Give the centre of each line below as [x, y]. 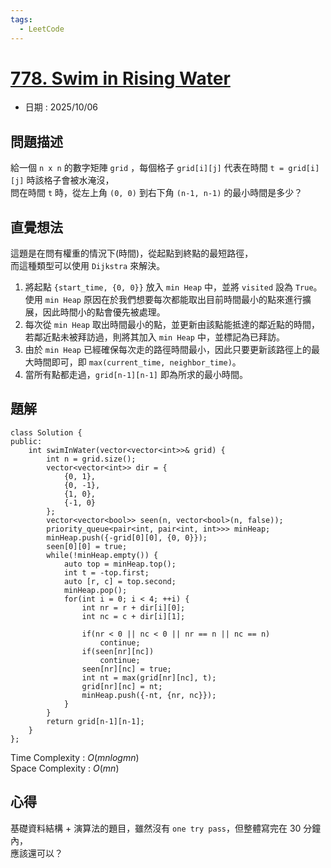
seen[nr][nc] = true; [126, 669]
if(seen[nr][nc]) [118, 651]
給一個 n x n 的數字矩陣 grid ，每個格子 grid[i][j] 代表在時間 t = [147, 168]
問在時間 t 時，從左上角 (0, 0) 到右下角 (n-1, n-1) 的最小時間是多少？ [156, 193]
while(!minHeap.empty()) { [102, 555]
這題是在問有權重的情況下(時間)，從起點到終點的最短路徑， [132, 253]
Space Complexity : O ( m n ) [65, 768]
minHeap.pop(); [95, 590]
